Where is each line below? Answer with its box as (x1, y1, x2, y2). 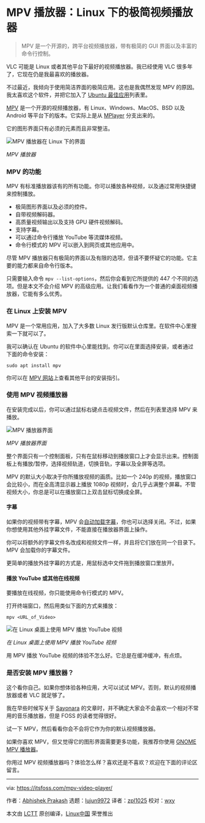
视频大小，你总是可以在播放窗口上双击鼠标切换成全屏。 (6, 488, 145, 496)
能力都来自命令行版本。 (16, 262, 76, 269)
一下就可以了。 (11, 329, 49, 337)
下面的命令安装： (6, 350, 49, 357)
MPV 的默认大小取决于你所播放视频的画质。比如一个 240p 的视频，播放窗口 (6, 473, 196, 480)
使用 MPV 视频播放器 (6, 390, 68, 399)
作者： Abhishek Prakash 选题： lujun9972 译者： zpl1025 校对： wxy (6, 797, 175, 804)
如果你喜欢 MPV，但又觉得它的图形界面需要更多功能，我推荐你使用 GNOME (6, 737, 196, 745)
